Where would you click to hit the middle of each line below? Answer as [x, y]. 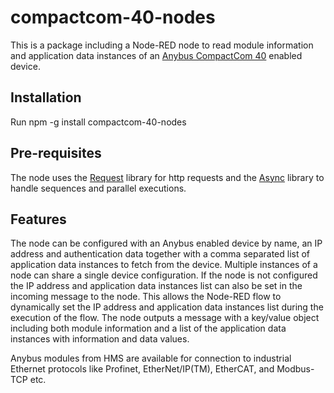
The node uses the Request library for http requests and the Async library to [167, 177]
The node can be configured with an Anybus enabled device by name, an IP [166, 243]
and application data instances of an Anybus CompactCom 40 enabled [156, 55]
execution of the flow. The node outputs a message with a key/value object [165, 318]
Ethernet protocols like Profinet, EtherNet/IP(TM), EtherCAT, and [142, 369]
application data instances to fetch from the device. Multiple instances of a [164, 265]
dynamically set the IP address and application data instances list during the [167, 307]
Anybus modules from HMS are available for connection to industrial [151, 358]
